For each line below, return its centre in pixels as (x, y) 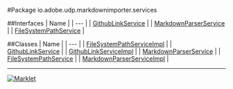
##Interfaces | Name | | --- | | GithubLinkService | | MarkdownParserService (116, 23)
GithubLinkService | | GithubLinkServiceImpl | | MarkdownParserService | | (114, 51)
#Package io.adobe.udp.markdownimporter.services (82, 10)
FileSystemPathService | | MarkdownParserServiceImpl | (88, 59)
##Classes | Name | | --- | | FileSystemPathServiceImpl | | (89, 44)
